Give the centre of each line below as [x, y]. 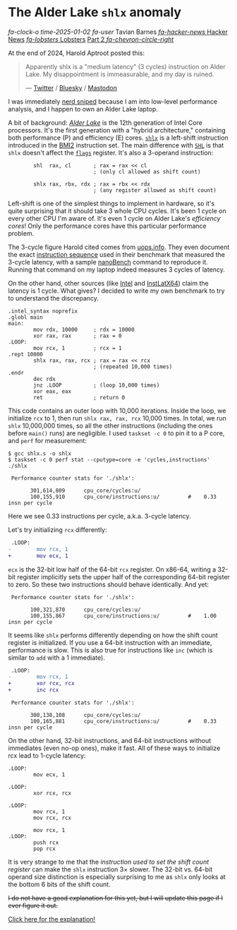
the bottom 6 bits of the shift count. [60, 884]
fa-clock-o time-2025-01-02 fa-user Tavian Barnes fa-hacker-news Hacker [118, 32]
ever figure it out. [33, 906]
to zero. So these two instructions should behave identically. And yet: [109, 584]
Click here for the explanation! [52, 919]
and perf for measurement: [48, 440]
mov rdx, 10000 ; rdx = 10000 [84, 330]
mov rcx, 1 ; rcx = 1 [78, 348]
